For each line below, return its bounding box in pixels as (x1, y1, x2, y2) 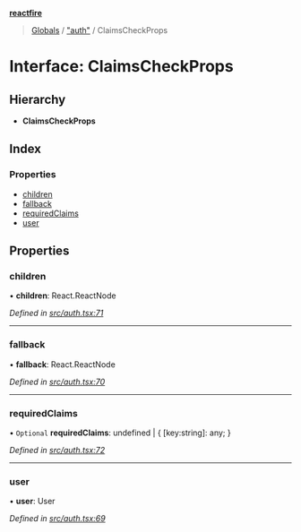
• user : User (9, 496, 56, 507)
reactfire (9, 8, 43, 18)
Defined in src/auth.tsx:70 (9, 376, 106, 387)
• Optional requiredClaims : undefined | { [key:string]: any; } (9, 427, 231, 438)
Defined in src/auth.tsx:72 (9, 444, 106, 455)
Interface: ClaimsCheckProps (9, 56, 235, 77)
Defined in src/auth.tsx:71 (9, 308, 104, 319)
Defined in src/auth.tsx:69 (9, 513, 106, 524)
